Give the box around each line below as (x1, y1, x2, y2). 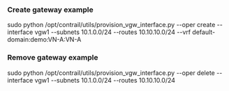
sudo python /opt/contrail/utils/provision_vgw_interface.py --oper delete (7, 68, 215, 77)
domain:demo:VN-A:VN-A (7, 35, 82, 44)
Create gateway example (7, 5, 94, 15)
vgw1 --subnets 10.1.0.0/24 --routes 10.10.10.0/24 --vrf (34, 28, 191, 36)
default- (191, 28, 216, 36)
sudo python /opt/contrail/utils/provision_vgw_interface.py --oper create (7, 21, 216, 29)
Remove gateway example (7, 53, 98, 63)
